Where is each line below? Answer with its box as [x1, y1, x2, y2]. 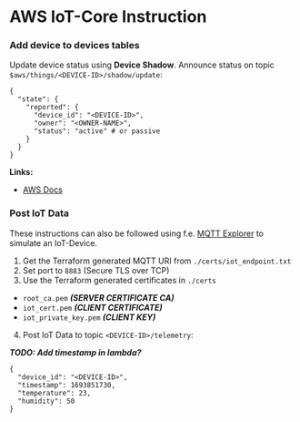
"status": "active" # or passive [33, 127, 161, 136]
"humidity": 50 [17, 396, 75, 406]
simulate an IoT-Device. [9, 237, 98, 248]
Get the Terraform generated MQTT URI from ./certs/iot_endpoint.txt [22, 255, 292, 266]
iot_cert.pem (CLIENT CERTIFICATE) [22, 302, 163, 313]
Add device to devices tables [9, 39, 140, 52]
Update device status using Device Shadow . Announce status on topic [9, 59, 275, 70]
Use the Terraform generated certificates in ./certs [22, 274, 216, 285]
